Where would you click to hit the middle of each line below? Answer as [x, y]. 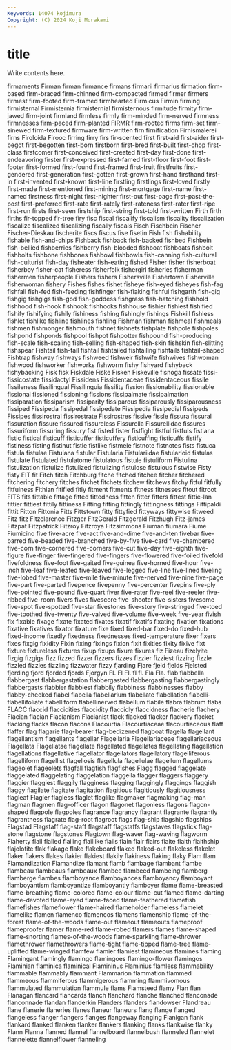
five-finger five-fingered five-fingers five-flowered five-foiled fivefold [124, 555]
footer [16, 167]
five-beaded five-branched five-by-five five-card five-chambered [121, 541]
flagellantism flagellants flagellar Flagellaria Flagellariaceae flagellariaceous [114, 739]
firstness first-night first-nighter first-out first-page [101, 197]
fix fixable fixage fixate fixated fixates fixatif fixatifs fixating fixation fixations [115, 622]
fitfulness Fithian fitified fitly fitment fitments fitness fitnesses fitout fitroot [112, 490]
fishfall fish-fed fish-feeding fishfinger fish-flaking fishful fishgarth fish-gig [114, 292]
